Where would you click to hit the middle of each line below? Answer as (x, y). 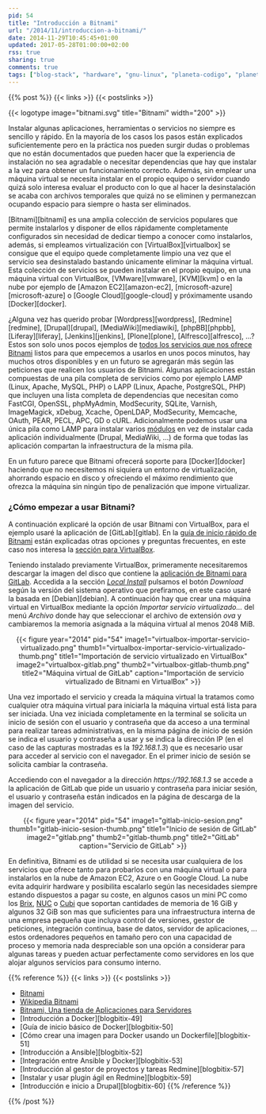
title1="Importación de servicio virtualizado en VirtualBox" (153, 656)
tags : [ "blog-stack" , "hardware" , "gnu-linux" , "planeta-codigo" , (120, 75)
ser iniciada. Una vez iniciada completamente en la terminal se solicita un (127, 713)
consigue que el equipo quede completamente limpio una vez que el (120, 253)
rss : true (25, 52)
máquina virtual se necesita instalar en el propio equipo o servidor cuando (129, 179)
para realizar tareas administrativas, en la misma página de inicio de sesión (131, 730)
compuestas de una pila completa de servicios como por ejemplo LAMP (125, 378)
